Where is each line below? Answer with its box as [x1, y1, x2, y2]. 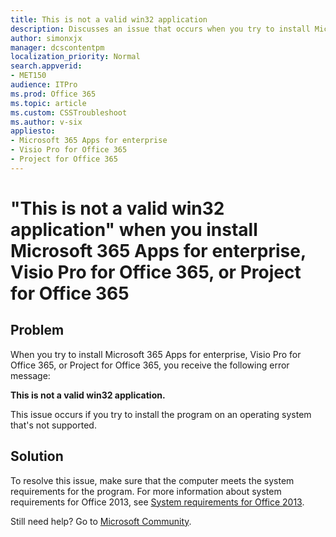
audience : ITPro [10, 80, 78, 90]
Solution [10, 448, 64, 465]
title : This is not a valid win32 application [10, 14, 208, 25]
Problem [10, 322, 65, 339]
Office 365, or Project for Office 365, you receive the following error [10, 359, 290, 371]
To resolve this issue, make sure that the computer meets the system [10, 474, 295, 486]
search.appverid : [10, 61, 83, 71]
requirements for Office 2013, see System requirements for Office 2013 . [10, 496, 305, 508]
